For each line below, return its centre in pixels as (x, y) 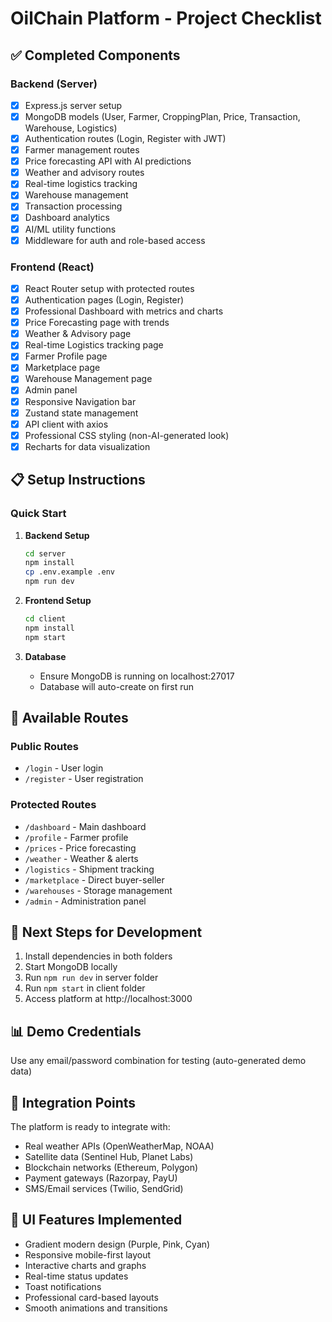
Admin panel (51, 390)
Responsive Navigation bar (80, 401)
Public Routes (44, 746)
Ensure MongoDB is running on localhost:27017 (137, 676)
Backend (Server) (54, 84)
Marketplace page (62, 368)
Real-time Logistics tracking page (94, 345)
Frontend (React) (52, 267)
